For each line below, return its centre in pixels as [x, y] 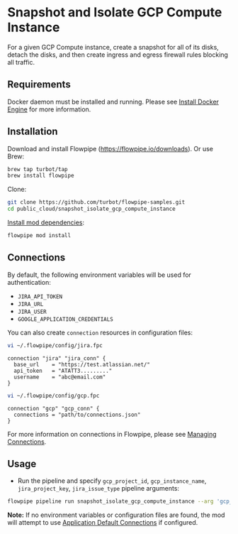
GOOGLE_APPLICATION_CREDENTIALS [65, 319]
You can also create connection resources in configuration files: [100, 332]
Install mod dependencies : [46, 223]
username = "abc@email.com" [60, 377]
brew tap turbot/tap [38, 169]
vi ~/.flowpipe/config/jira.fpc [55, 345]
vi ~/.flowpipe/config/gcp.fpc [53, 396]
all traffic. [21, 62]
